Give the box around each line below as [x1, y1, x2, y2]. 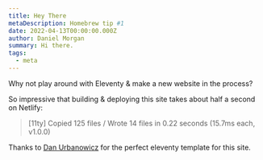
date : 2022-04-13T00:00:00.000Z [8, 27, 117, 35]
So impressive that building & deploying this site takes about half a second [8, 94, 256, 104]
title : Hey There [8, 11, 67, 20]
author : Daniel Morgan [8, 34, 85, 43]
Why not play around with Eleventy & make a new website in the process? [8, 78, 253, 88]
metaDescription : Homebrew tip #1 [8, 19, 125, 27]
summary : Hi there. [8, 42, 74, 50]
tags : [8, 49, 27, 57]
